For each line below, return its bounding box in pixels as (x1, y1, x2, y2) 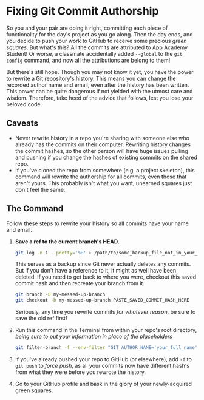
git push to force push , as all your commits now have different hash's (15, 362, 190, 370)
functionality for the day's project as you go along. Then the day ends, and (6, 30, 193, 38)
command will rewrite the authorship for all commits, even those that (15, 173, 187, 180)
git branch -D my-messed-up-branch (15, 291, 106, 298)
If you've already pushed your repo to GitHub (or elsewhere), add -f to (15, 356, 192, 363)
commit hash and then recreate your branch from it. (15, 280, 144, 287)
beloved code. (6, 100, 42, 107)
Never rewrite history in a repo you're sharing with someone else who (15, 134, 190, 141)
